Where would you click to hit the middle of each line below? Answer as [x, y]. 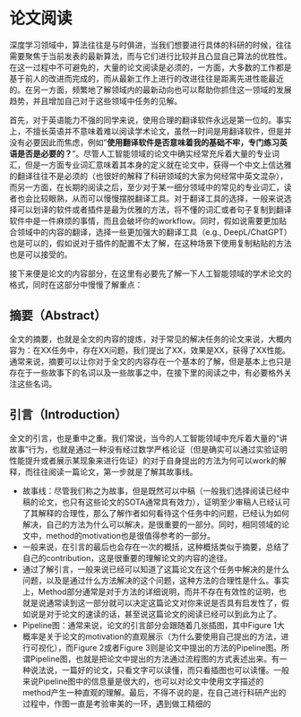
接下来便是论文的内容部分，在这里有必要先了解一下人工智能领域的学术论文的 [150, 273]
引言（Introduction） [68, 415]
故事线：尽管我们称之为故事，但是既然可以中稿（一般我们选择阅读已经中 [155, 490]
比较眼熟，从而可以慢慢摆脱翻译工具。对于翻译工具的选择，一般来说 [158, 198]
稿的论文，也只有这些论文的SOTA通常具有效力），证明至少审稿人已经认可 [156, 502]
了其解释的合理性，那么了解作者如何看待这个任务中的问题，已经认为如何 [155, 513]
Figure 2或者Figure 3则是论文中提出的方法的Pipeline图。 [177, 647]
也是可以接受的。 [41, 254]
